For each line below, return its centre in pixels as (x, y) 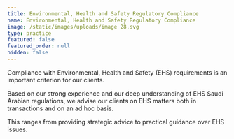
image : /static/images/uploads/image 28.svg (73, 27)
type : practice (29, 33)
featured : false (31, 40)
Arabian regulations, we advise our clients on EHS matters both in (102, 101)
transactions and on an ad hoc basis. (61, 108)
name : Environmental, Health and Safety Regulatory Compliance (102, 20)
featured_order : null (39, 46)
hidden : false (28, 53)
